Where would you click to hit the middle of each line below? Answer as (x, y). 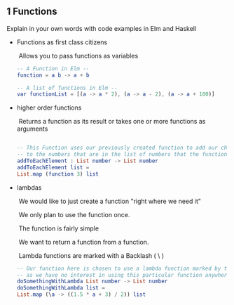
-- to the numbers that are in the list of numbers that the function (122, 155)
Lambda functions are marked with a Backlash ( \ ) (91, 255)
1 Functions (32, 12)
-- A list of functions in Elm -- (67, 88)
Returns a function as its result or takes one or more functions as (112, 122)
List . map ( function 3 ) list (58, 174)
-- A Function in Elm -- (53, 69)
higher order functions (49, 108)
